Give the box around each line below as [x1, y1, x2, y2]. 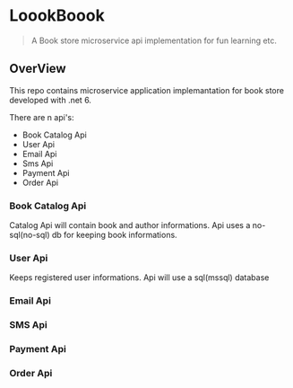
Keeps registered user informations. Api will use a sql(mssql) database [9, 272, 270, 283]
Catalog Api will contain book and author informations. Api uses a [9, 220, 251, 231]
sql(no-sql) [9, 230, 51, 241]
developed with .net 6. [9, 94, 92, 105]
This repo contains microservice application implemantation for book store [9, 84, 285, 95]
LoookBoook [9, 5, 105, 26]
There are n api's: [9, 111, 74, 122]
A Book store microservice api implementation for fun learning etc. [30, 35, 278, 46]
